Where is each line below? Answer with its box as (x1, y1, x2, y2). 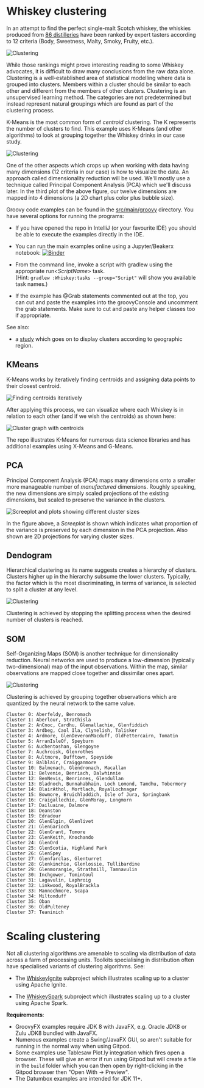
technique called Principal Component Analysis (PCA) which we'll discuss (6, 181, 192, 188)
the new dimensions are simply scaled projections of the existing (6, 489, 169, 497)
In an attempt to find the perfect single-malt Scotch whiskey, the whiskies (6, 24, 191, 32)
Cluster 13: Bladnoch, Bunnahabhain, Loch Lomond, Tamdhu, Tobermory (6, 781, 187, 787)
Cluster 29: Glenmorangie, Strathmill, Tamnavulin (6, 866, 138, 873)
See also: (6, 323, 30, 330)
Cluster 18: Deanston (6, 808, 62, 814)
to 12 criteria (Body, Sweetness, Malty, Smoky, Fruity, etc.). (6, 37, 154, 45)
